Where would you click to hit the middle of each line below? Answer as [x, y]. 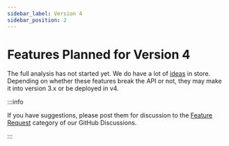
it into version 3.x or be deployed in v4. [63, 88]
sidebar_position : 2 [37, 20]
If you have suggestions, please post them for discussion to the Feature [110, 115]
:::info [15, 102]
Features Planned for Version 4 [99, 55]
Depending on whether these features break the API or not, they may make [114, 81]
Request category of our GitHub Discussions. [72, 123]
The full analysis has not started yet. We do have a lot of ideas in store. [109, 74]
